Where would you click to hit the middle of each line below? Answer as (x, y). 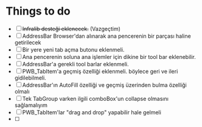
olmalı (22, 91)
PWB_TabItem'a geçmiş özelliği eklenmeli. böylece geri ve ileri (100, 71)
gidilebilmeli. (30, 78)
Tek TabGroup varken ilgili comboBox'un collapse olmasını (95, 98)
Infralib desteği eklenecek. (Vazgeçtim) (71, 29)
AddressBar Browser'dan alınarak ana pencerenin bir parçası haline (106, 36)
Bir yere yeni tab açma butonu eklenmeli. (73, 49)
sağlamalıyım (31, 105)
